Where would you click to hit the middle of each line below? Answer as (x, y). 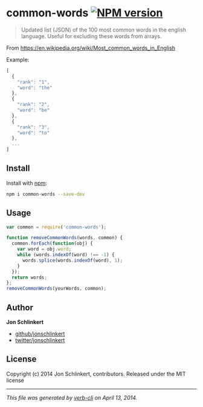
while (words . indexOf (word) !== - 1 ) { (66, 255)
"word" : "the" (35, 88)
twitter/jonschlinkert (40, 340)
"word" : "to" (34, 133)
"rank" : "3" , (34, 127)
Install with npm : (27, 183)
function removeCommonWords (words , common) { (64, 238)
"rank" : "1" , (34, 82)
